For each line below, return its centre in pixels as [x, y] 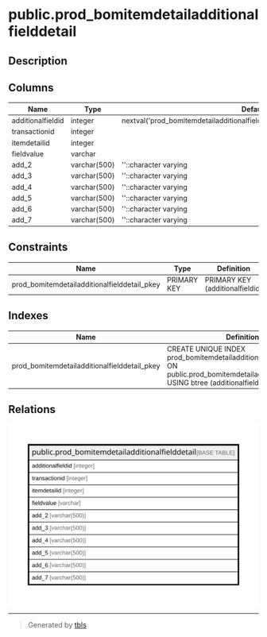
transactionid [33, 132]
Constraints [38, 247]
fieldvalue [28, 153]
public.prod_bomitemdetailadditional [133, 15]
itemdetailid [31, 143]
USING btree [187, 382]
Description [38, 61]
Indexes [29, 316]
